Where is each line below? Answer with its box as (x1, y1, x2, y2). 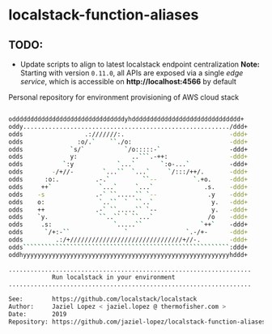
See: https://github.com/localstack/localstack (8, 295, 198, 303)
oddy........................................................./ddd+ (8, 122, 249, 131)
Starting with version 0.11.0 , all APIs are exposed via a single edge (19, 68, 244, 78)
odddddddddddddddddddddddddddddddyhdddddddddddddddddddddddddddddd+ (8, 115, 244, 123)
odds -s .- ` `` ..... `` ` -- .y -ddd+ (8, 191, 249, 199)
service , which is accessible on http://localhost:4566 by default (19, 77, 237, 86)
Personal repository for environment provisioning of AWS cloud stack (8, 92, 240, 102)
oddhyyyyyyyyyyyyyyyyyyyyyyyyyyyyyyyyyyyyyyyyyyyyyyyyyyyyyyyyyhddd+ (8, 250, 249, 259)
